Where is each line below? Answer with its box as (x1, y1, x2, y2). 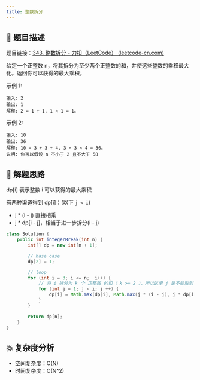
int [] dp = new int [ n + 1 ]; (28, 242, 98, 248)
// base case (28, 253, 60, 259)
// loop (28, 269, 47, 275)
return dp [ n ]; (28, 314, 63, 320)
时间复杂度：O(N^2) (14, 367, 65, 375)
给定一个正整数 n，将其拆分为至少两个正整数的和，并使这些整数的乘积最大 (6, 62, 190, 69)
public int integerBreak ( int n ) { (17, 237, 103, 243)
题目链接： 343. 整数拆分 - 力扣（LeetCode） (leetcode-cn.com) (6, 49, 165, 57)
